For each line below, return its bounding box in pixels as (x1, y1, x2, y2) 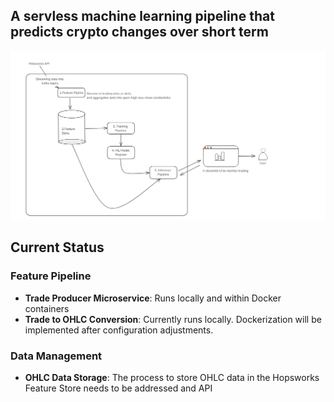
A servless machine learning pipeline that (10, 8, 275, 25)
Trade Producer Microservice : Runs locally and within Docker (24, 292, 282, 304)
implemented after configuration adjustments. (24, 324, 214, 336)
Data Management (10, 349, 103, 363)
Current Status (10, 239, 105, 256)
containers (24, 302, 70, 314)
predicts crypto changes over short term (10, 24, 269, 41)
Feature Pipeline (10, 269, 92, 283)
